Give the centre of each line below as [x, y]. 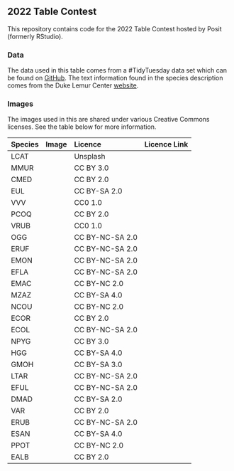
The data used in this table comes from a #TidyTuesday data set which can [117, 70]
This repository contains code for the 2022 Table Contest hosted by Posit [115, 28]
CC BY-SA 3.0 [98, 364]
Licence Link [166, 144]
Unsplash [90, 157]
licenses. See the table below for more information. [82, 127]
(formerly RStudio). [35, 36]
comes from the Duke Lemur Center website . [73, 85]
